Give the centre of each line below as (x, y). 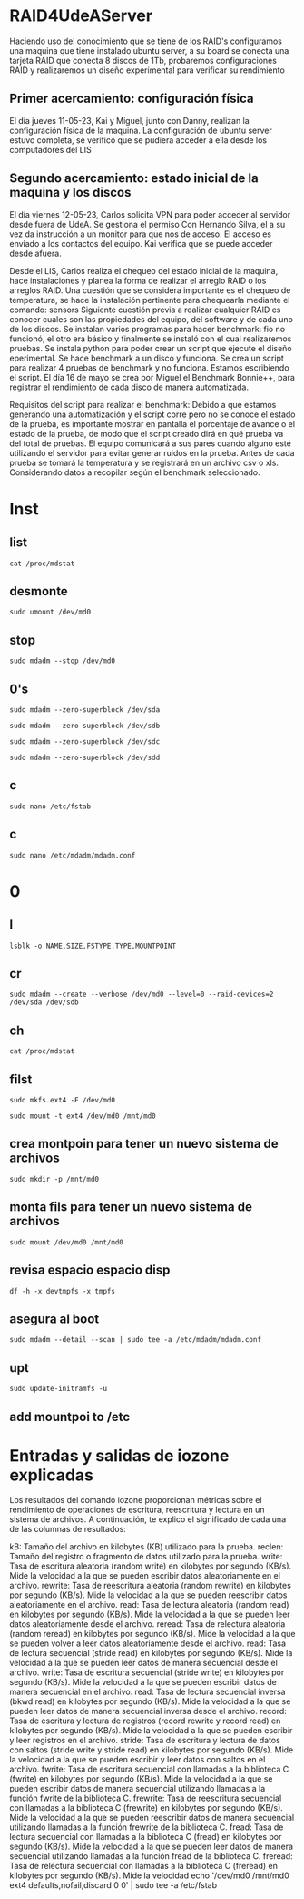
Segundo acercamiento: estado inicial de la (134, 178)
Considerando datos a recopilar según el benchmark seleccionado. (135, 472)
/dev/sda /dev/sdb (44, 1002)
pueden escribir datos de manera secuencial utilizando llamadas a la (137, 1789)
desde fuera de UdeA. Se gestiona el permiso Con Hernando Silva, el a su (147, 224)
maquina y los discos (70, 193)
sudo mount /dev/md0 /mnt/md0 (67, 1242)
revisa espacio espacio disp (90, 1270)
